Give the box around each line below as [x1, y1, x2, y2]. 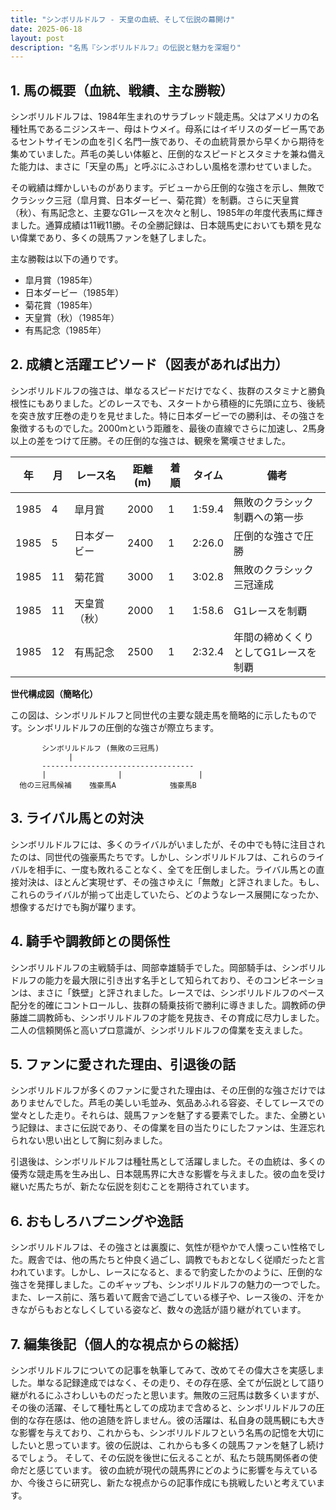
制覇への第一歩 [233, 510, 305, 524]
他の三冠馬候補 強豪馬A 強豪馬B [19, 780, 197, 790]
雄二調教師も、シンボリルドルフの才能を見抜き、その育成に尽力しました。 [18, 1011, 325, 1023]
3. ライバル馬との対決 [10, 810, 144, 827]
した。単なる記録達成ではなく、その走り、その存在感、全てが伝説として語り [10, 1376, 326, 1388]
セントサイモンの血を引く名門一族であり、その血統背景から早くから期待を [18, 136, 326, 148]
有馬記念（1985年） [24, 324, 107, 336]
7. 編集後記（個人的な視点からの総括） [10, 1336, 247, 1353]
